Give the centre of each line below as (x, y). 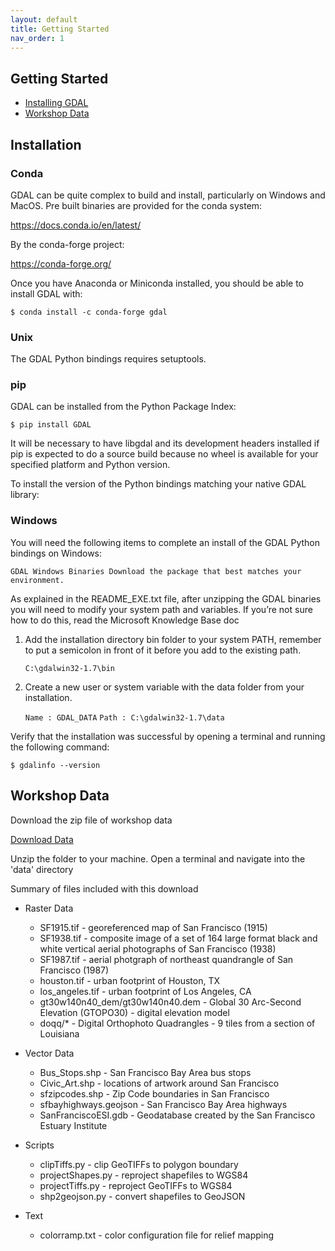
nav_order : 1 (37, 38)
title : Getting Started (60, 29)
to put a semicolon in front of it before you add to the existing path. (163, 650)
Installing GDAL (56, 103)
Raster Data (49, 908)
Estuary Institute (73, 1125)
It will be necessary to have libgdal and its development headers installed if (165, 443)
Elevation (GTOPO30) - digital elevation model (134, 1012)
